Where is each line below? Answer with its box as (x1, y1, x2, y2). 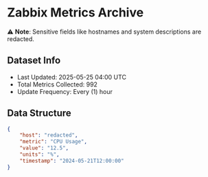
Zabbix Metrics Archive (7, 5, 144, 21)
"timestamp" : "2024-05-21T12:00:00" (19, 157, 125, 164)
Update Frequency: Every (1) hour (16, 87, 113, 95)
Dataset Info (7, 55, 61, 67)
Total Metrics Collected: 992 (16, 80, 98, 88)
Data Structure (7, 108, 72, 119)
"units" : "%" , (19, 151, 60, 158)
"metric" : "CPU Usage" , (19, 139, 88, 145)
